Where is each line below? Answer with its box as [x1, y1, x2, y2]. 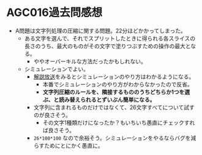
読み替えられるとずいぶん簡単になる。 [59, 96, 155, 103]
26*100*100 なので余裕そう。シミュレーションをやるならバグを [33, 134, 191, 142]
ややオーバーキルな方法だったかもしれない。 [33, 58, 147, 65]
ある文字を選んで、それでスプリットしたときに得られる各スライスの [24, 34, 196, 42]
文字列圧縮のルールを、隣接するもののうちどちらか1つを [42, 88, 185, 96]
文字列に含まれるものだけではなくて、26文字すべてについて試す [33, 104, 195, 111]
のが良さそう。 [33, 111, 72, 118]
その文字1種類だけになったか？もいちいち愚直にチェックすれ [42, 119, 195, 126]
